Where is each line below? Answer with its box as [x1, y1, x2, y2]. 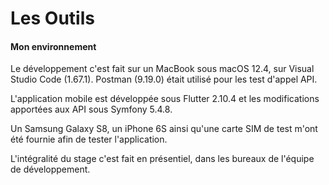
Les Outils [10, 7, 95, 30]
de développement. [10, 163, 91, 176]
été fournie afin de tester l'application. [10, 133, 168, 146]
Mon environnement [10, 40, 97, 52]
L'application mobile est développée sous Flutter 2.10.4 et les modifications [10, 93, 320, 105]
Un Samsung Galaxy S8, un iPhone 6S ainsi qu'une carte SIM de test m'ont [10, 123, 318, 135]
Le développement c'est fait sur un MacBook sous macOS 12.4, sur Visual [10, 63, 315, 75]
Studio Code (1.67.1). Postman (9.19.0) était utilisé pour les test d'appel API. [10, 73, 318, 86]
